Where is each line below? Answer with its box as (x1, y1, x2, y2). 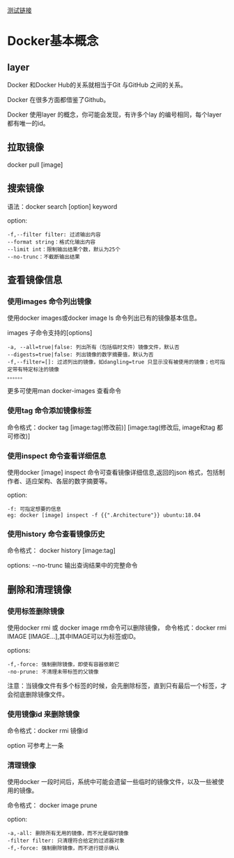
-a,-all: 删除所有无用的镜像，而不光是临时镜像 (7, 830, 129, 837)
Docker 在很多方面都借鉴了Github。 (7, 96, 110, 103)
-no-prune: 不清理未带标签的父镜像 (7, 668, 99, 675)
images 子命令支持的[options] (7, 329, 93, 337)
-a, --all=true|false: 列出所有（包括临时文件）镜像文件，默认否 (7, 344, 180, 351)
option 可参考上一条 (7, 741, 64, 750)
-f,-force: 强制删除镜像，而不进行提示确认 (7, 845, 120, 852)
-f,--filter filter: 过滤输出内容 (7, 231, 101, 238)
